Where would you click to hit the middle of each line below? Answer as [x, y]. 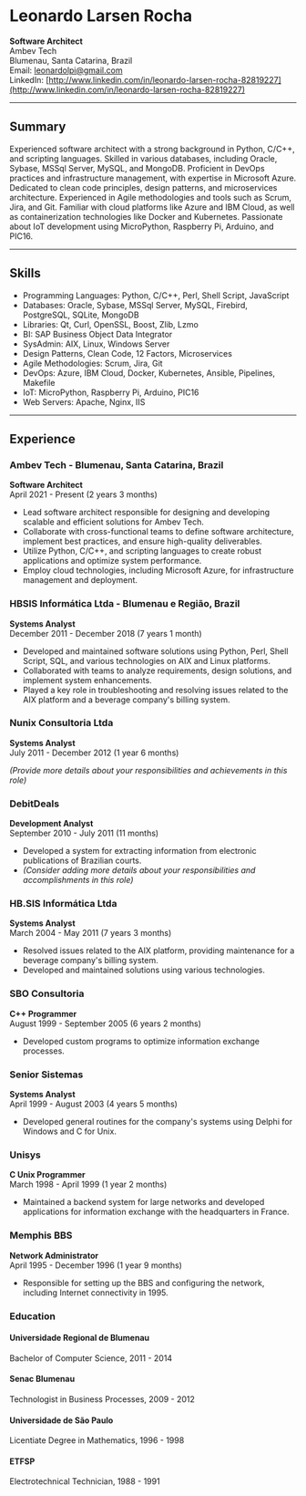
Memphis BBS [41, 1235]
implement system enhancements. [87, 680]
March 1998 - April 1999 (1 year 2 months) [88, 1184]
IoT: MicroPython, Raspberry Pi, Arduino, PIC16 [111, 392]
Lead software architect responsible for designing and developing [146, 513]
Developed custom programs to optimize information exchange [141, 1041]
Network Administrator [54, 1255]
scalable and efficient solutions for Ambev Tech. [113, 522]
